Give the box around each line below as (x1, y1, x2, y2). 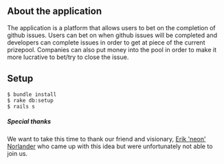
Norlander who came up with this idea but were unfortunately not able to (7, 142, 213, 150)
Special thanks (7, 117, 52, 126)
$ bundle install (7, 91, 57, 98)
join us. (7, 149, 28, 157)
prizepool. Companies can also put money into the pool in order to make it (7, 45, 216, 54)
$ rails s (7, 103, 36, 110)
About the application (7, 5, 102, 17)
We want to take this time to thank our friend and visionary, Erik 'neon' (7, 134, 206, 143)
